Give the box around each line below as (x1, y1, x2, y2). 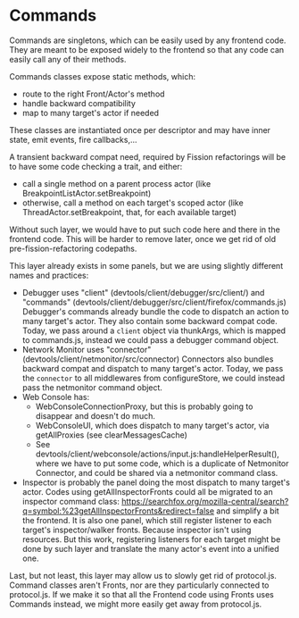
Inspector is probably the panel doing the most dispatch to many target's (21, 477, 290, 488)
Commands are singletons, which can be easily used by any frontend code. (9, 35, 287, 46)
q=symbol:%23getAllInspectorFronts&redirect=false (21, 505, 215, 516)
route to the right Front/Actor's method (21, 88, 165, 99)
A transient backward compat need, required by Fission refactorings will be (9, 151, 287, 162)
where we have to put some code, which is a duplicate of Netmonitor (35, 457, 289, 469)
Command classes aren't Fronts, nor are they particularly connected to (9, 580, 270, 590)
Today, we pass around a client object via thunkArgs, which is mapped (21, 325, 287, 336)
